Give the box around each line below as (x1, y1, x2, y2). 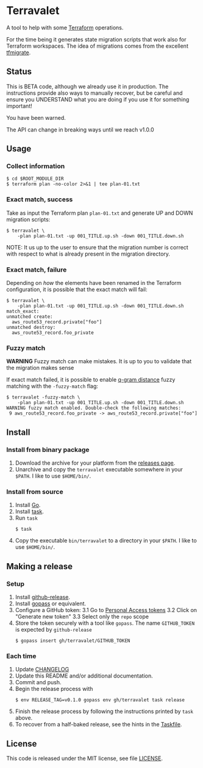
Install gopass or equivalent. (15, 600, 87, 607)
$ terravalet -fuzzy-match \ (6, 394, 80, 401)
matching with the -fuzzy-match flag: (6, 383, 99, 390)
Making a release (6, 561, 73, 572)
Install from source (6, 487, 63, 496)
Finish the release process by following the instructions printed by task (15, 707, 194, 715)
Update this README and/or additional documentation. (15, 672, 154, 679)
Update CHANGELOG (15, 666, 69, 673)
